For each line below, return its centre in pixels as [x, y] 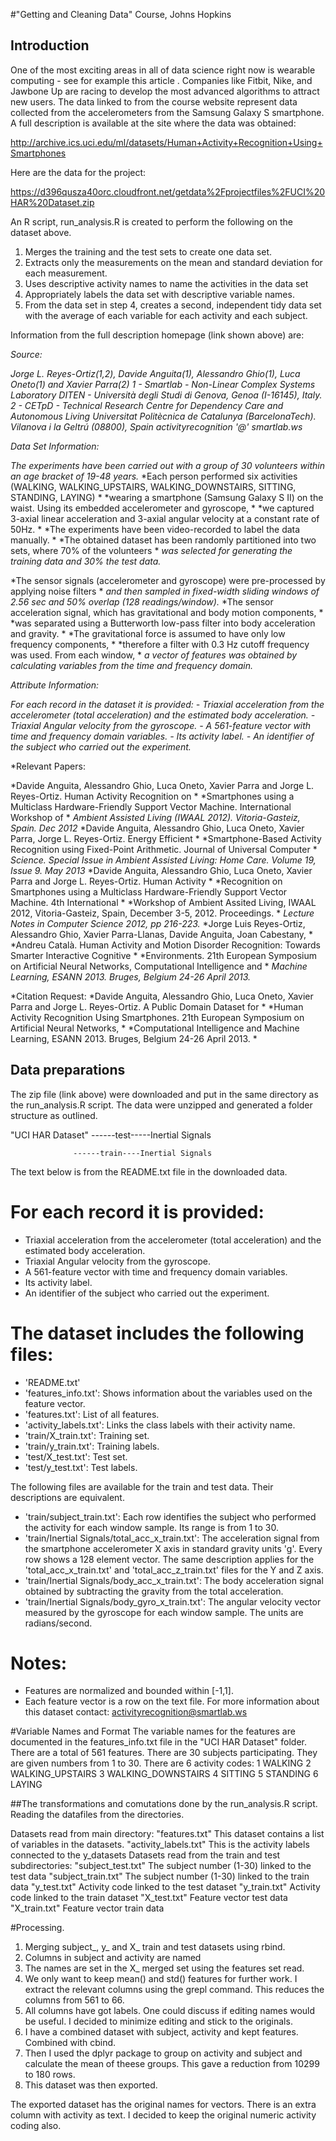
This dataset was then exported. [91, 2085]
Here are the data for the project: [78, 172]
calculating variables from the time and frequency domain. [131, 665]
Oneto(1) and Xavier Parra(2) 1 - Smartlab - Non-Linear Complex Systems [163, 384]
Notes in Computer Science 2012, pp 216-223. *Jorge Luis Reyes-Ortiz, [158, 923]
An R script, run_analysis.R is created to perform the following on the [151, 221]
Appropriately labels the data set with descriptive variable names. [159, 294]
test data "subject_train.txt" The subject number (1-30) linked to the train [160, 1876]
